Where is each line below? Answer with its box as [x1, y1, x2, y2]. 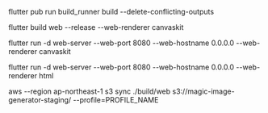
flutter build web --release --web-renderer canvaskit [8, 23, 184, 31]
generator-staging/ [8, 95, 72, 104]
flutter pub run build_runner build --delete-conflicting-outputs [8, 7, 215, 16]
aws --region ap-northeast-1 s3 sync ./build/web [8, 86, 171, 96]
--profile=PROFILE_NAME [73, 95, 159, 104]
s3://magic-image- [172, 86, 236, 96]
